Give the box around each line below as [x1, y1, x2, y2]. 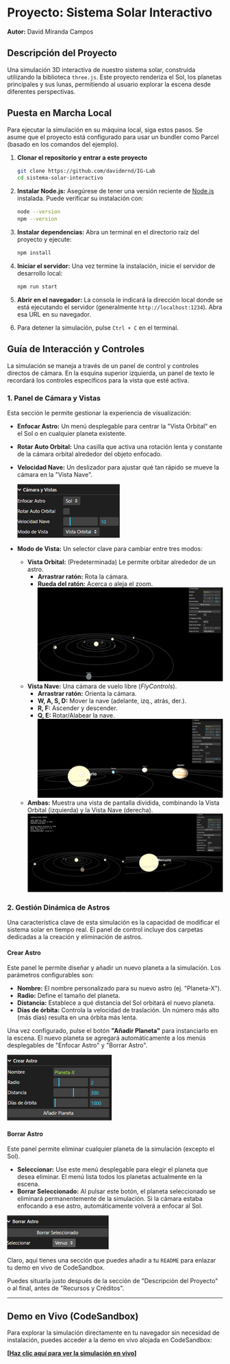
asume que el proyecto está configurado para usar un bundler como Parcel [7, 132, 219, 141]
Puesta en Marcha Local [7, 108, 112, 119]
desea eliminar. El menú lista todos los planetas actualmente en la [16, 1173, 203, 1181]
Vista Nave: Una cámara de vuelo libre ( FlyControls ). [27, 682, 177, 690]
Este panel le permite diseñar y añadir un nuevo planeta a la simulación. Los [7, 964, 221, 972]
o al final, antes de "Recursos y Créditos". [7, 1284, 125, 1293]
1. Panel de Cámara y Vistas [7, 393, 101, 402]
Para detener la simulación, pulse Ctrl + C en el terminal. [16, 324, 179, 332]
